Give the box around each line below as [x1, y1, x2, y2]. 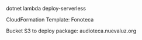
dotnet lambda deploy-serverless [6, 5, 86, 12]
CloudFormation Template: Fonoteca [6, 16, 94, 23]
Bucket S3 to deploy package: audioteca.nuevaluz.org [6, 27, 136, 34]
